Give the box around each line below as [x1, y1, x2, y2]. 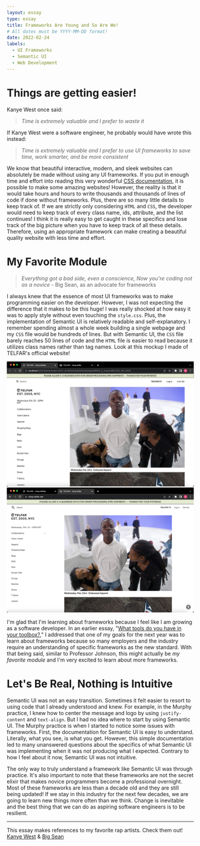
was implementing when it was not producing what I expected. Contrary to [7, 747, 189, 754]
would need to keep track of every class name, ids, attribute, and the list [7, 209, 183, 216]
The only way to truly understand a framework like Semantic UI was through [7, 765, 193, 772]
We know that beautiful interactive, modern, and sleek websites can [7, 164, 173, 172]
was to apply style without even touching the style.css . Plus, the [7, 311, 166, 318]
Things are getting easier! [7, 86, 137, 99]
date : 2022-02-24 [7, 35, 50, 41]
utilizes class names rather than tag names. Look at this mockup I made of [7, 343, 189, 350]
